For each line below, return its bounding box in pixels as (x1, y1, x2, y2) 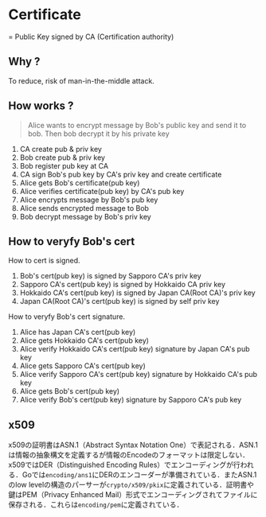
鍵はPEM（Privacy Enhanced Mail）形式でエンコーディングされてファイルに (8, 490, 258, 500)
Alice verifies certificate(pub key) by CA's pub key (19, 186, 185, 196)
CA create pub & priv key (19, 144, 102, 154)
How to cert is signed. (8, 256, 81, 266)
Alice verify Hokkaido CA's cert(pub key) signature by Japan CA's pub (19, 344, 250, 354)
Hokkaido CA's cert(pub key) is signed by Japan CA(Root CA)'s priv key (19, 288, 256, 297)
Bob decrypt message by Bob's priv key (19, 212, 151, 221)
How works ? (8, 99, 74, 113)
